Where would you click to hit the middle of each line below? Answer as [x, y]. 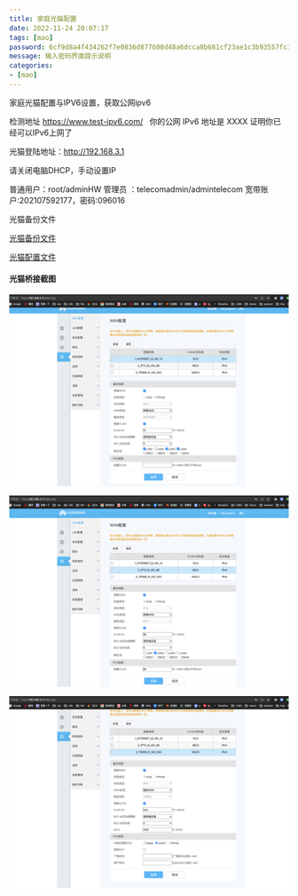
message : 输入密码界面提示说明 [60, 56]
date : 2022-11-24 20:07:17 [59, 28]
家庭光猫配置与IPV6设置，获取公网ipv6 [80, 102]
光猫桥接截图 [32, 279]
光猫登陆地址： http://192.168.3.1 [67, 151]
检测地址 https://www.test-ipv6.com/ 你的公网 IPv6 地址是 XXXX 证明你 [141, 121]
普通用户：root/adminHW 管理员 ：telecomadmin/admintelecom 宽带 [135, 189]
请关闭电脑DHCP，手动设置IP [63, 170]
